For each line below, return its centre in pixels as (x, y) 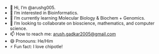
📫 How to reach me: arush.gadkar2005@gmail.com (63, 34)
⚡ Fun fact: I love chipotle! (36, 46)
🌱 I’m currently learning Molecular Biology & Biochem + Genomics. (78, 18)
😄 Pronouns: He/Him (31, 41)
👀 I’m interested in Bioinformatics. (44, 13)
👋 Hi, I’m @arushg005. (33, 8)
